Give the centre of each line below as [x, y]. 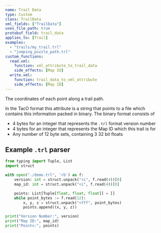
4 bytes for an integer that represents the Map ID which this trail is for [84, 129]
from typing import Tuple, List [39, 161]
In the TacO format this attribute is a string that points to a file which [75, 108]
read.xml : [20, 61]
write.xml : [21, 75]
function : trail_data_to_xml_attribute [56, 80]
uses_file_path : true [28, 29]
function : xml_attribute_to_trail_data [56, 66]
